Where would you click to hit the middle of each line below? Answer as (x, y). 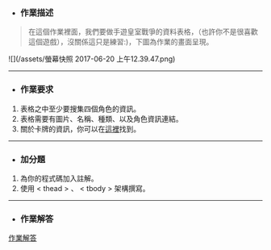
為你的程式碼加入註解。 (59, 178)
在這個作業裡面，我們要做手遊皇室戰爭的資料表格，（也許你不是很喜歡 (143, 32)
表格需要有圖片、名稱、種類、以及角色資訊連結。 (101, 119)
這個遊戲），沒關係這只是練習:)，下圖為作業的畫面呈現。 (121, 42)
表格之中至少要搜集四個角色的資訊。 (80, 108)
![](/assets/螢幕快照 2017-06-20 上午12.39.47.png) (92, 59)
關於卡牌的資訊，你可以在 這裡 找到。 (80, 129)
